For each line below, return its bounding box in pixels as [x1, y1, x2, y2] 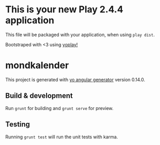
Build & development [5, 92, 73, 100]
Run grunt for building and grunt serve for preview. [5, 105, 114, 111]
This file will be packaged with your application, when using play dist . [5, 31, 155, 38]
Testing [5, 120, 30, 129]
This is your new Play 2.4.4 [5, 4, 124, 15]
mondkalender [5, 60, 69, 71]
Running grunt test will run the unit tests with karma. [5, 134, 118, 140]
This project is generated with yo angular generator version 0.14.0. [5, 76, 145, 83]
